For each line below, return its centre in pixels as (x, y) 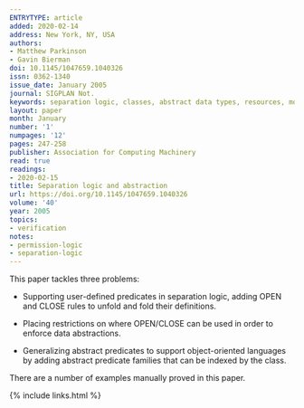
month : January (38, 119)
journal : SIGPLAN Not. (52, 93)
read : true (30, 161)
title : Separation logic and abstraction (89, 186)
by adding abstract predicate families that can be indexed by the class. (154, 361)
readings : (28, 169)
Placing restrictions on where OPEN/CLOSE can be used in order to (148, 324)
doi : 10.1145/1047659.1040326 (66, 69)
